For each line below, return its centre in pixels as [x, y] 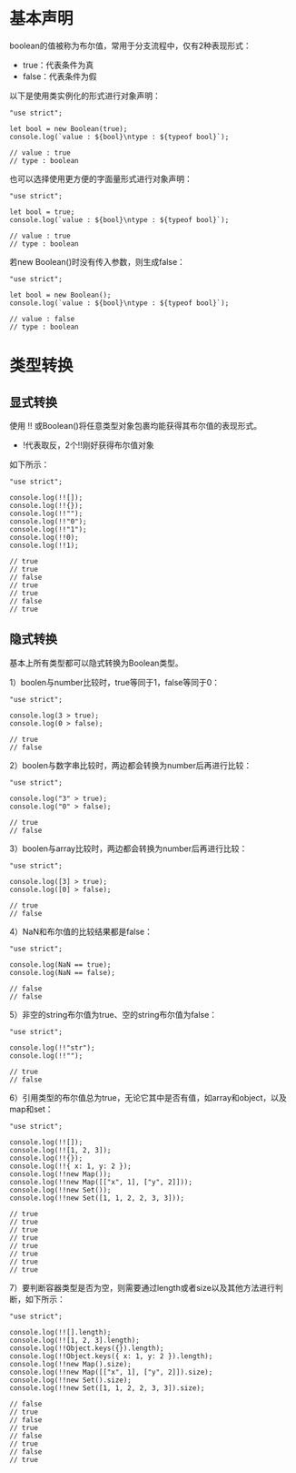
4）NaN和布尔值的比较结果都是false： [81, 931]
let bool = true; [42, 212]
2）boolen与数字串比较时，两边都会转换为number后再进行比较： [131, 765]
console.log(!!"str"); [52, 1048]
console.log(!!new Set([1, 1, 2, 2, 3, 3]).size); [107, 1388]
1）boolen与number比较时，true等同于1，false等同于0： [115, 682]
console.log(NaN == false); [63, 972]
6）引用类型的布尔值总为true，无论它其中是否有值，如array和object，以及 [148, 1097]
